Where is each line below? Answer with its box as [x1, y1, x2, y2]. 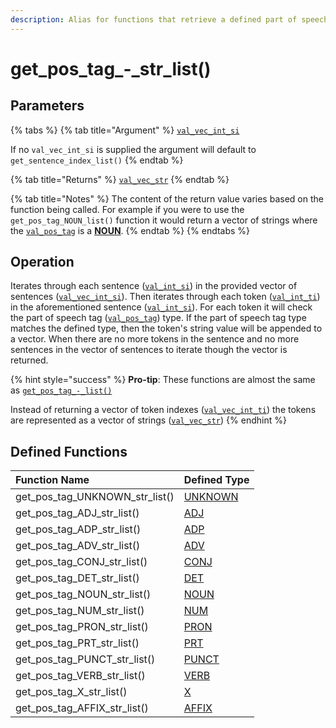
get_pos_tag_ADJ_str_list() [15, 506, 140, 520]
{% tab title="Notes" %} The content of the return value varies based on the [10, 192, 324, 205]
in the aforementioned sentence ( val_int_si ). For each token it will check [10, 301, 313, 313]
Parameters [10, 97, 85, 115]
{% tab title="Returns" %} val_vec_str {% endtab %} [10, 173, 230, 185]
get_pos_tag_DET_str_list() [15, 571, 140, 585]
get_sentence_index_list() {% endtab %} [10, 154, 184, 166]
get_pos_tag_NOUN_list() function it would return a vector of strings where [10, 214, 318, 226]
